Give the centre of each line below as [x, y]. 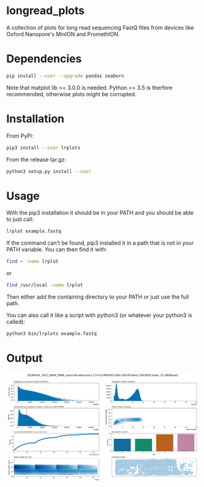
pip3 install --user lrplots [43, 147]
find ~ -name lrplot [33, 262]
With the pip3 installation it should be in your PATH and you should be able [100, 213]
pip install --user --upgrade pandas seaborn [65, 76]
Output [24, 358]
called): [16, 322]
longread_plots [46, 11]
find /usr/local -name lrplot [45, 285]
